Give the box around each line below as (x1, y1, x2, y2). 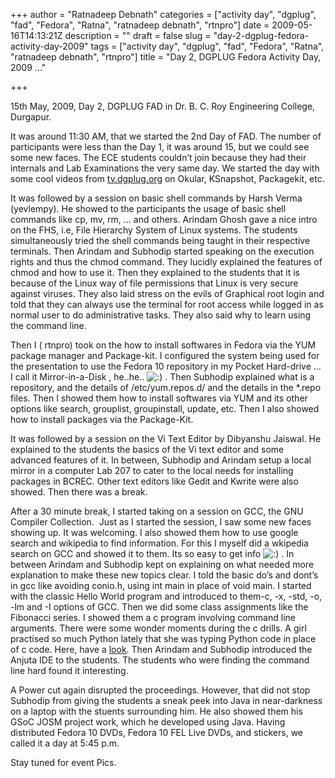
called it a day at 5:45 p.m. (10, 737, 120, 749)
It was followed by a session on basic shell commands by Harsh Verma (10, 192, 303, 204)
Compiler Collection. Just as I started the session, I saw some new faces (10, 516, 312, 528)
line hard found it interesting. (10, 665, 129, 676)
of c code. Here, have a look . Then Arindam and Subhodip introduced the (10, 644, 313, 655)
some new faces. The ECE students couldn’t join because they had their (10, 152, 307, 163)
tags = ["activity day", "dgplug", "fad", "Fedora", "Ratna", (90, 40, 325, 52)
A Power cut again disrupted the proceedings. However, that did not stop (10, 684, 311, 696)
